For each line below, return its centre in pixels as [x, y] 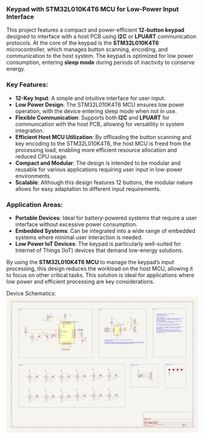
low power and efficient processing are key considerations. [81, 281]
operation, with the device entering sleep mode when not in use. [96, 111]
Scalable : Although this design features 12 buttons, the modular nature [104, 182]
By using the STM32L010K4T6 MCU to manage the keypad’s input [90, 262]
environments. [33, 176]
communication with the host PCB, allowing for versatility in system [100, 124]
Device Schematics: [31, 293]
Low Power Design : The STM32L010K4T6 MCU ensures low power [100, 104]
